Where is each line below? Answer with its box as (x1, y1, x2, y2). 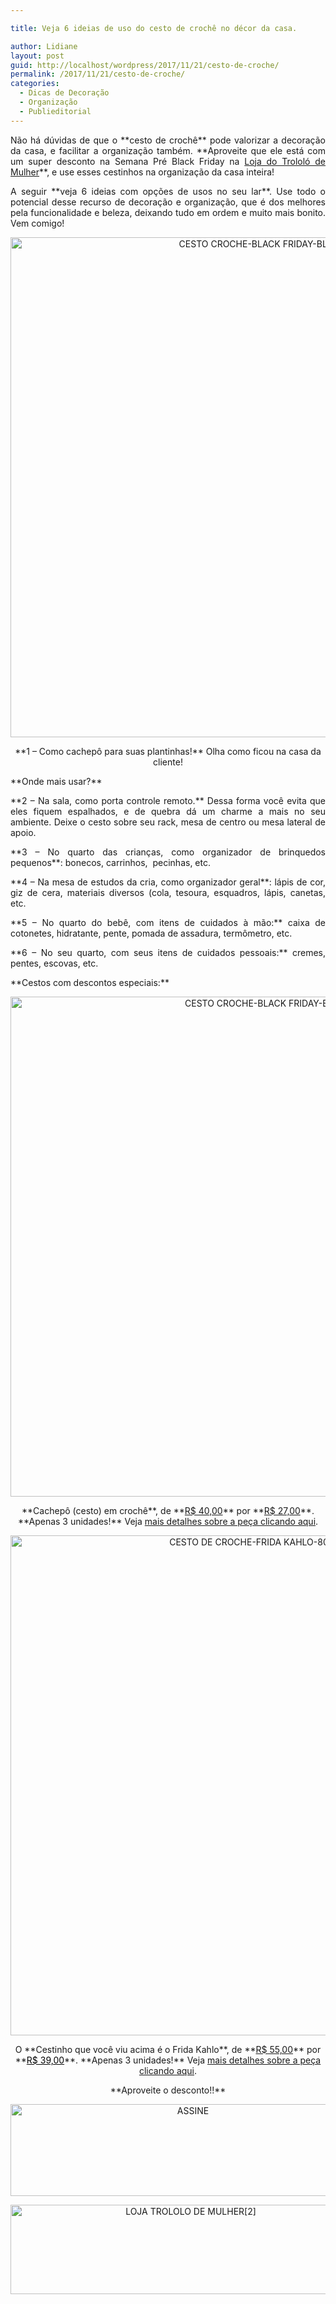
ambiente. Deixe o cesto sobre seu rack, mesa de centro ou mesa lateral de (10, 816, 326, 828)
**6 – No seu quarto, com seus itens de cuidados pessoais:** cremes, (10, 946, 326, 958)
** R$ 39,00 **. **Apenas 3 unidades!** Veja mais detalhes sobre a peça (14, 2054, 322, 2066)
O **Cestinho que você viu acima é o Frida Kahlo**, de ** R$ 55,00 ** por (14, 2043, 322, 2055)
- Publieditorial (19, 106, 92, 116)
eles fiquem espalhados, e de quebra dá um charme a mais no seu (10, 805, 326, 817)
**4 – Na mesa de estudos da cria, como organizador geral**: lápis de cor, (10, 876, 326, 888)
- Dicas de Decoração (19, 88, 110, 98)
